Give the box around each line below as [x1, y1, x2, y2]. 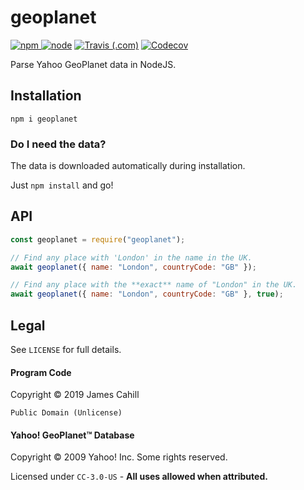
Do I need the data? [10, 137, 107, 151]
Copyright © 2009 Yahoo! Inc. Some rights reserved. [10, 451, 228, 463]
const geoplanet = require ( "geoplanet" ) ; [10, 234, 186, 245]
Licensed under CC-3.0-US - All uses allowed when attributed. [10, 471, 268, 483]
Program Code [10, 366, 72, 378]
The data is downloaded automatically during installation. [10, 160, 246, 172]
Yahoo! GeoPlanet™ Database [10, 429, 135, 441]
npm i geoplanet [10, 114, 78, 124]
